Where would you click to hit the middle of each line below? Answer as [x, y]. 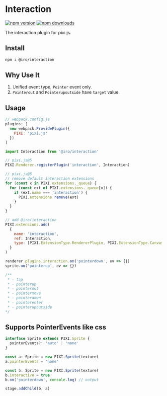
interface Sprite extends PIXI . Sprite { [48, 339]
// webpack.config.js [28, 119]
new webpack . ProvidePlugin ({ [40, 129]
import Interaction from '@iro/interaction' [52, 152]
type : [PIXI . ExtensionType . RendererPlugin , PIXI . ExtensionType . [82, 243]
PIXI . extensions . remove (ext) [48, 197]
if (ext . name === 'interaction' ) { [51, 192]
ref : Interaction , [33, 238]
